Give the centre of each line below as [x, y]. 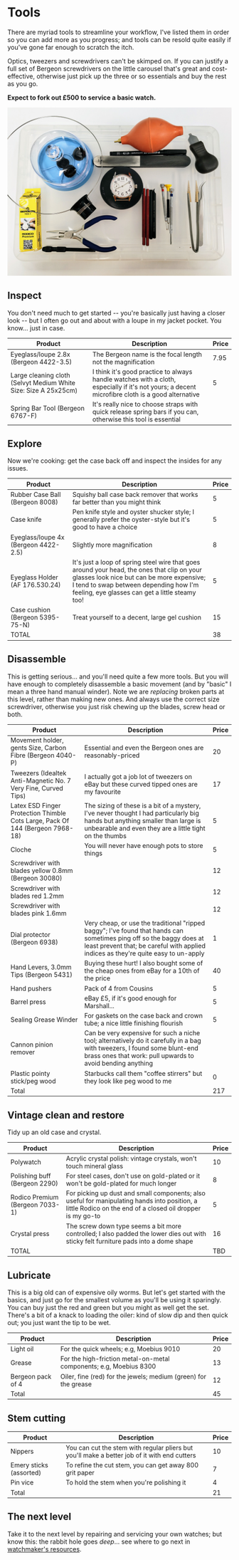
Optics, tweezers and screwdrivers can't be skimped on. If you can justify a [118, 61]
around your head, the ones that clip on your [137, 570]
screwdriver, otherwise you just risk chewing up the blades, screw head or [116, 706]
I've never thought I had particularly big [142, 813]
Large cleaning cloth [40, 375]
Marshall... [100, 1005]
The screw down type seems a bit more [123, 1226]
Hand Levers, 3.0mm [41, 967]
